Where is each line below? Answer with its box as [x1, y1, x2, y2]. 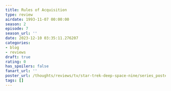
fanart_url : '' [5, 69, 38, 74]
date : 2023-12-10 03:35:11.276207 [5, 36, 79, 41]
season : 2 [5, 21, 26, 27]
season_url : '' [5, 31, 38, 36]
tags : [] [5, 78, 24, 83]
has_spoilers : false [5, 64, 49, 69]
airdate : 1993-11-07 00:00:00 [5, 17, 70, 22]
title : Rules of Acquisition [5, 7, 67, 13]
